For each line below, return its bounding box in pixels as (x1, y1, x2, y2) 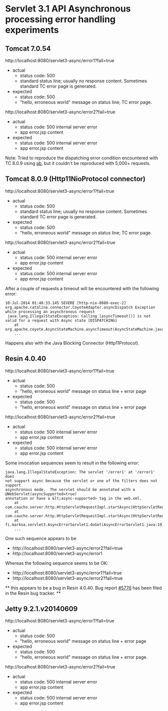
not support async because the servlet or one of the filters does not (5, 478, 157, 484)
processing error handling (5, 14, 116, 25)
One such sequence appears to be (5, 535, 76, 541)
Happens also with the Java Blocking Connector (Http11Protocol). (5, 340, 139, 346)
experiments (5, 25, 59, 36)
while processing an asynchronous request (5, 309, 95, 314)
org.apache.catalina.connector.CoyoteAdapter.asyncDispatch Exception (5, 305, 155, 310)
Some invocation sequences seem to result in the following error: (5, 459, 139, 466)
